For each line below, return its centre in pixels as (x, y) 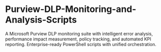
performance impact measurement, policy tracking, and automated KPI (78, 39)
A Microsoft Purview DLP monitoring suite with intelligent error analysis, (79, 33)
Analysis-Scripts (41, 20)
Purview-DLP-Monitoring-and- (71, 9)
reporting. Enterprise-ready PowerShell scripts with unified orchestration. (81, 44)
